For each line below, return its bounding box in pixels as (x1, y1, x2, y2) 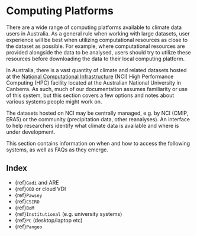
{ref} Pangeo (14, 223, 43, 230)
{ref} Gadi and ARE (14, 179, 59, 186)
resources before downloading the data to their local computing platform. (6, 55, 185, 62)
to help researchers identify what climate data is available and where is (6, 122, 179, 129)
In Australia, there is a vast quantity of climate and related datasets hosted (6, 66, 188, 73)
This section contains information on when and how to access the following (6, 140, 190, 147)
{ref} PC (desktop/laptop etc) (14, 216, 83, 224)
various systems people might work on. (6, 98, 102, 105)
